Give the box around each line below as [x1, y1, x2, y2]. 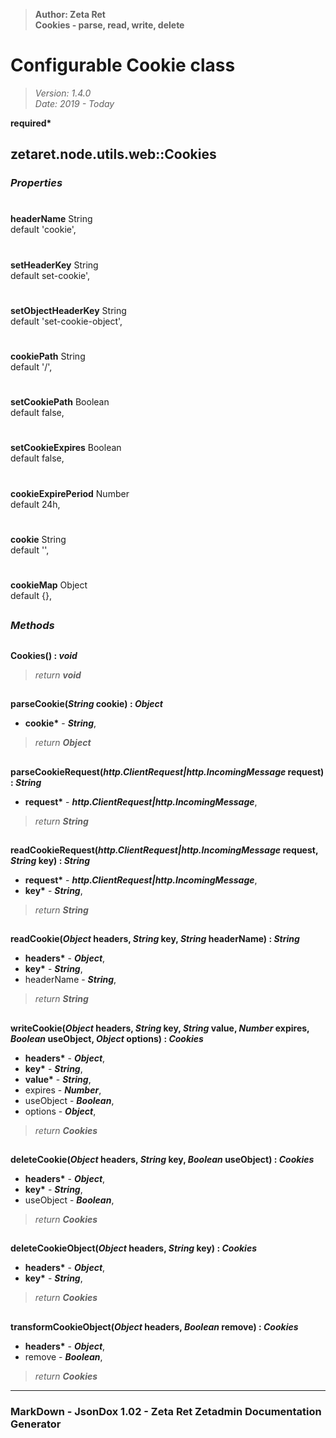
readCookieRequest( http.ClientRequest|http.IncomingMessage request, [10, 844, 319, 856]
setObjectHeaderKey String [10, 304, 127, 316]
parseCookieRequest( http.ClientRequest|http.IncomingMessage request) [10, 765, 325, 778]
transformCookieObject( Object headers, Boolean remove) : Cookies [10, 1320, 299, 1333]
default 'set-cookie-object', [10, 315, 123, 327]
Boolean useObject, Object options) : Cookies [10, 1032, 204, 1044]
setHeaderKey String [10, 259, 99, 271]
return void [34, 669, 82, 681]
